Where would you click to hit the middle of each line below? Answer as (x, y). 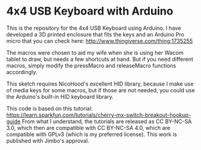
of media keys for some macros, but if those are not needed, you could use (100, 90)
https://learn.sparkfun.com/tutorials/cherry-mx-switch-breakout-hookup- (99, 115)
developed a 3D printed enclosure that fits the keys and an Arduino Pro (95, 34)
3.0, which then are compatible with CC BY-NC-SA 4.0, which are (88, 128)
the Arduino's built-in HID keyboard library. (60, 97)
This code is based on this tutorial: (50, 108)
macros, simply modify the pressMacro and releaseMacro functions (91, 66)
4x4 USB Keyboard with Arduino (90, 11)
